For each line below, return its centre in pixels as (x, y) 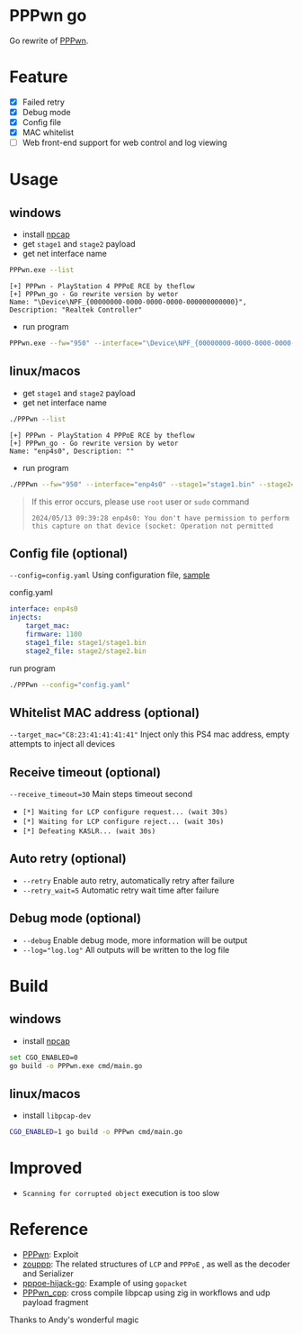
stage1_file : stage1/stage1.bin (86, 642)
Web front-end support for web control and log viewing (124, 143)
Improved (46, 1168)
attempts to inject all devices (62, 744)
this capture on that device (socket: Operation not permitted (152, 526)
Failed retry (44, 102)
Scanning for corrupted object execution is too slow (121, 1193)
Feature (39, 77)
